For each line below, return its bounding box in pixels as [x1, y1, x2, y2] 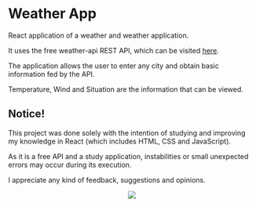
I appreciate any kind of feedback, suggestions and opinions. [8, 175, 206, 184]
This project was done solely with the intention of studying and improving [8, 128, 246, 137]
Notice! [8, 107, 46, 121]
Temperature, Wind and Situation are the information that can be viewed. [8, 84, 243, 94]
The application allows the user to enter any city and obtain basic [8, 60, 220, 71]
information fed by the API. [8, 69, 95, 78]
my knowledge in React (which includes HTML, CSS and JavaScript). [8, 136, 232, 146]
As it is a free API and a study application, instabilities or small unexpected [8, 151, 249, 161]
